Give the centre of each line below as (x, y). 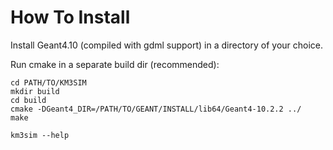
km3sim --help (40, 135)
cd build (28, 100)
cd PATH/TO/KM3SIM (48, 82)
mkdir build (35, 91)
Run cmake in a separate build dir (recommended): (115, 64)
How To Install (70, 17)
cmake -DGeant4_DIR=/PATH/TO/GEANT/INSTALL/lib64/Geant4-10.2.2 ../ (156, 109)
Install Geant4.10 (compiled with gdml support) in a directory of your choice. (167, 45)
